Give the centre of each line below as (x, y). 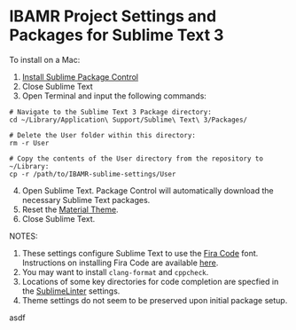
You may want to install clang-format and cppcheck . (115, 271)
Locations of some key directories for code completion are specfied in (150, 281)
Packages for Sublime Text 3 (117, 35)
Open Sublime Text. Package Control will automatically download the (148, 190)
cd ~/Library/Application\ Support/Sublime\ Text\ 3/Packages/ (129, 120)
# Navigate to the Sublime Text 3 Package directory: (111, 112)
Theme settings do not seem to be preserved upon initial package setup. (155, 300)
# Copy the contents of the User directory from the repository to (136, 158)
